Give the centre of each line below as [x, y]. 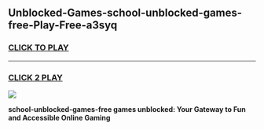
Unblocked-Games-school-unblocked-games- [125, 13]
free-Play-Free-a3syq [63, 26]
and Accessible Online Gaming [59, 117]
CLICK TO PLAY [38, 48]
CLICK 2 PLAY [35, 77]
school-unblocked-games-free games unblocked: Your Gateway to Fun [127, 109]
